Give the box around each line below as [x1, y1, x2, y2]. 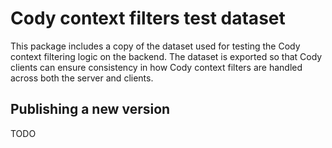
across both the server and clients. [10, 72, 154, 84]
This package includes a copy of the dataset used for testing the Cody [10, 40, 301, 52]
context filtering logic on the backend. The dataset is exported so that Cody [10, 50, 323, 62]
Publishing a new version [10, 101, 171, 118]
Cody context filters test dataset [10, 7, 286, 30]
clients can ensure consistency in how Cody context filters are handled [10, 61, 303, 73]
